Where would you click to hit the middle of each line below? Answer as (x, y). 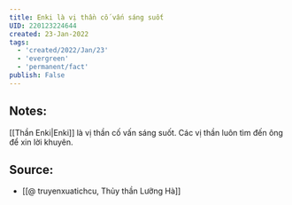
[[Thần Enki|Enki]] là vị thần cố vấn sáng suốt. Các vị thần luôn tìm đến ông (146, 132)
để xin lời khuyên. (41, 142)
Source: (31, 170)
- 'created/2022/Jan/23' (63, 51)
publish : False (37, 75)
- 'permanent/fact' (53, 67)
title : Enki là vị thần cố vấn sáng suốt (87, 17)
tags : (19, 42)
